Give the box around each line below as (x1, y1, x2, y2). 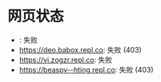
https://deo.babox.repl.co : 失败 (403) (18, 45, 142, 54)
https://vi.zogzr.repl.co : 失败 (18, 55, 113, 64)
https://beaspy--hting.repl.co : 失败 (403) (18, 64, 154, 74)
